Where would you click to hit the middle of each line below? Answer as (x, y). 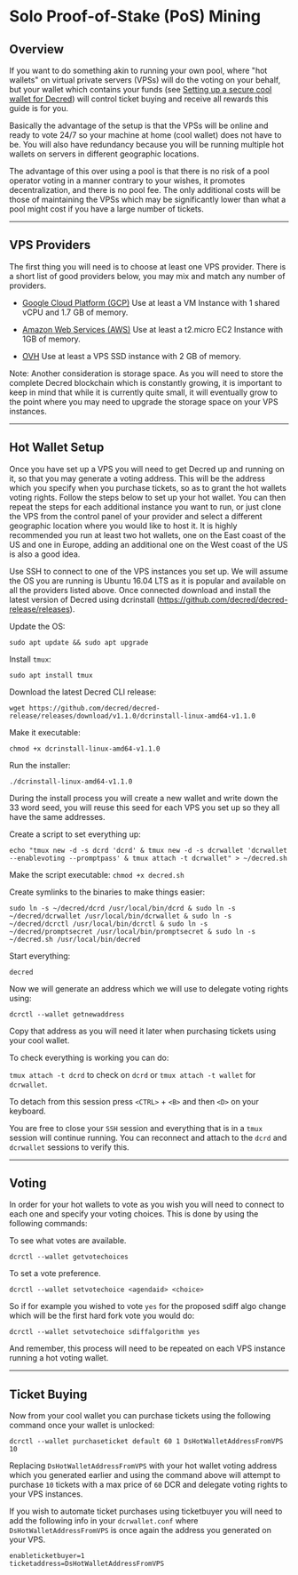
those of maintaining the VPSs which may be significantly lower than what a (148, 199)
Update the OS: (37, 626)
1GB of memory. (51, 339)
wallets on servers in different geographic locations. (104, 154)
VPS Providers (50, 245)
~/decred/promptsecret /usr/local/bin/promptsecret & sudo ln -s (132, 931)
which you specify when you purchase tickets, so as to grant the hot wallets (148, 487)
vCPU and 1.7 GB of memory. (75, 312)
